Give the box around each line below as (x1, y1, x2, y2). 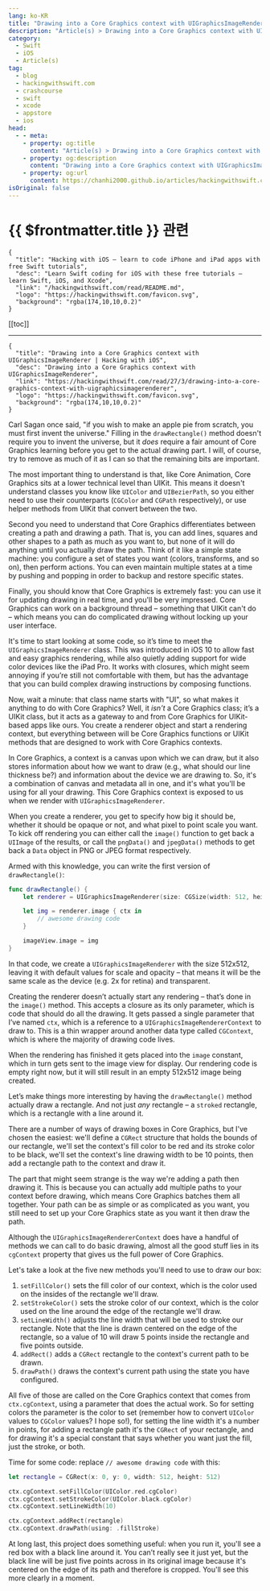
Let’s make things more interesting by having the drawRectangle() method (8, 1091, 252, 1100)
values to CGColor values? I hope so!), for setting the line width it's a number (8, 1415, 260, 1426)
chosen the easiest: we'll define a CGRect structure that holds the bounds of (8, 1133, 258, 1142)
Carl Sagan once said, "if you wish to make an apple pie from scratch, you (8, 420, 254, 429)
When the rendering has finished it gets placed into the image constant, (8, 1050, 243, 1059)
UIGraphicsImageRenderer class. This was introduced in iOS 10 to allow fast (8, 644, 255, 654)
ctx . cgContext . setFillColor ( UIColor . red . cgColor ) (8, 1487, 178, 1495)
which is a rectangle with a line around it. (8, 1108, 144, 1118)
